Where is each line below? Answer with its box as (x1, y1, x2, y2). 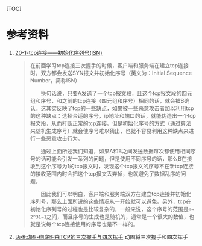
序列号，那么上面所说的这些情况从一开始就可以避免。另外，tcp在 (30, 198, 192, 205)
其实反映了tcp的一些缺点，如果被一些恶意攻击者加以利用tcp (46, 105, 194, 112)
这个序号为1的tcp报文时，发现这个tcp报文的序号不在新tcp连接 (40, 162, 194, 170)
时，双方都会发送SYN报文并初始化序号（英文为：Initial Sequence (30, 69, 192, 76)
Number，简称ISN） (30, 76, 80, 84)
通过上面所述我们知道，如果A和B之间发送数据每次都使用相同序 (40, 147, 196, 155)
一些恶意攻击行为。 (35, 135, 83, 142)
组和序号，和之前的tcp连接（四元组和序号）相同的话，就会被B (30, 97, 185, 104)
